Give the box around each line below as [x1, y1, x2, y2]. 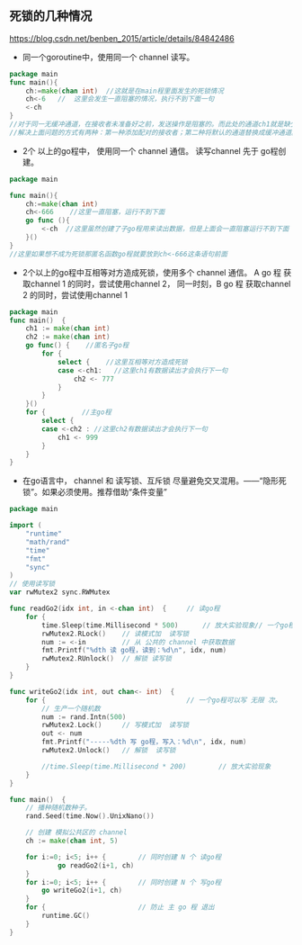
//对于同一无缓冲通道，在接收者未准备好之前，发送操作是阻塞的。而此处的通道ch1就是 [9, 120, 284, 129]
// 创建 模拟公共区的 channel [25, 828, 128, 837]
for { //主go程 [25, 408, 112, 417]
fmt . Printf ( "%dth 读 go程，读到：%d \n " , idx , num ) [41, 646, 227, 655]
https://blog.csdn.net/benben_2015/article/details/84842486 [9, 32, 235, 43]
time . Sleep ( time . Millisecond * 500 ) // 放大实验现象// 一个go [41, 620, 289, 630]
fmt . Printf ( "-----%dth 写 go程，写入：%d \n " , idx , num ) [41, 737, 247, 747]
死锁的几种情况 [9, 8, 93, 24]
